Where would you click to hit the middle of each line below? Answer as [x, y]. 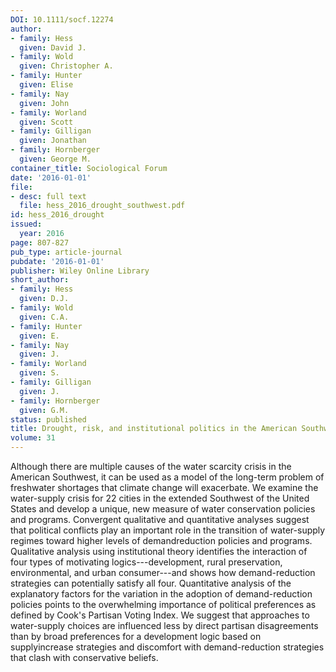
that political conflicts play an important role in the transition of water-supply [168, 530]
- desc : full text [48, 196]
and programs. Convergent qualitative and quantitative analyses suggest [160, 519]
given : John [44, 103]
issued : [26, 224]
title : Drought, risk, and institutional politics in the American [154, 429]
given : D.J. [44, 299]
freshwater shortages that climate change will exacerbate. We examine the [164, 487]
